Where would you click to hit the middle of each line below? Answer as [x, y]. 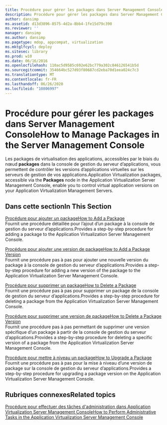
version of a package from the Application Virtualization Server [70, 343]
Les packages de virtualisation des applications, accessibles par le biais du [82, 159]
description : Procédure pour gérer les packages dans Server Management [82, 14]
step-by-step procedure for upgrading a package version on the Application [83, 374]
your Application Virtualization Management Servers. [59, 191]
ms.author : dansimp [25, 38]
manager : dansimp [23, 33]
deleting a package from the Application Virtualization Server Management [82, 301]
